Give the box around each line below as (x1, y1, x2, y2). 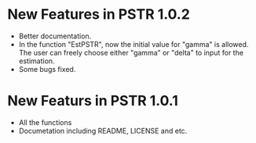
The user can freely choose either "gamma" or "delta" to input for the (18, 48, 244, 57)
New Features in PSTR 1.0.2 (7, 5, 190, 23)
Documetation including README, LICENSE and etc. (18, 126, 188, 135)
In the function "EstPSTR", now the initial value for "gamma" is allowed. (18, 39, 249, 48)
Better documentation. (18, 31, 92, 41)
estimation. (18, 56, 56, 66)
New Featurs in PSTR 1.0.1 (7, 92, 178, 110)
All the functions (18, 117, 72, 127)
